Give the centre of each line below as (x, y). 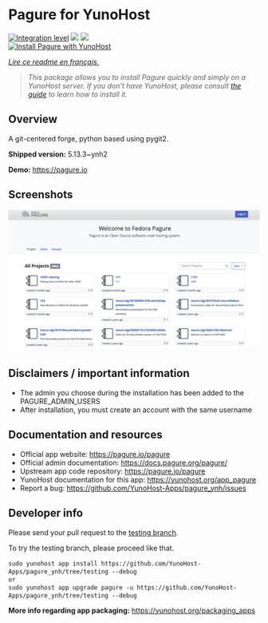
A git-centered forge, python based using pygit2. (89, 138)
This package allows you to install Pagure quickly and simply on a (136, 77)
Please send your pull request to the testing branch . (93, 532)
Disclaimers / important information (99, 373)
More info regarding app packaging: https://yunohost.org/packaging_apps (132, 610)
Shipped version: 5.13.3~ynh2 (58, 154)
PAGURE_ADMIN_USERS (60, 401)
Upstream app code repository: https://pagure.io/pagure (112, 471)
